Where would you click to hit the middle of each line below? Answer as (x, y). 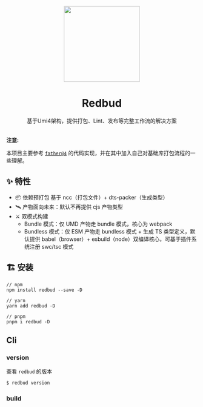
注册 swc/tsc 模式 (52, 246)
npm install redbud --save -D (45, 290)
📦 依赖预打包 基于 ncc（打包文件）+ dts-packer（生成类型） (92, 197)
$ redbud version (28, 383)
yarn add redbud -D (31, 306)
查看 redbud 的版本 (29, 372)
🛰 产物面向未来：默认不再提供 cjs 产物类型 (69, 207)
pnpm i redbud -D (28, 321)
